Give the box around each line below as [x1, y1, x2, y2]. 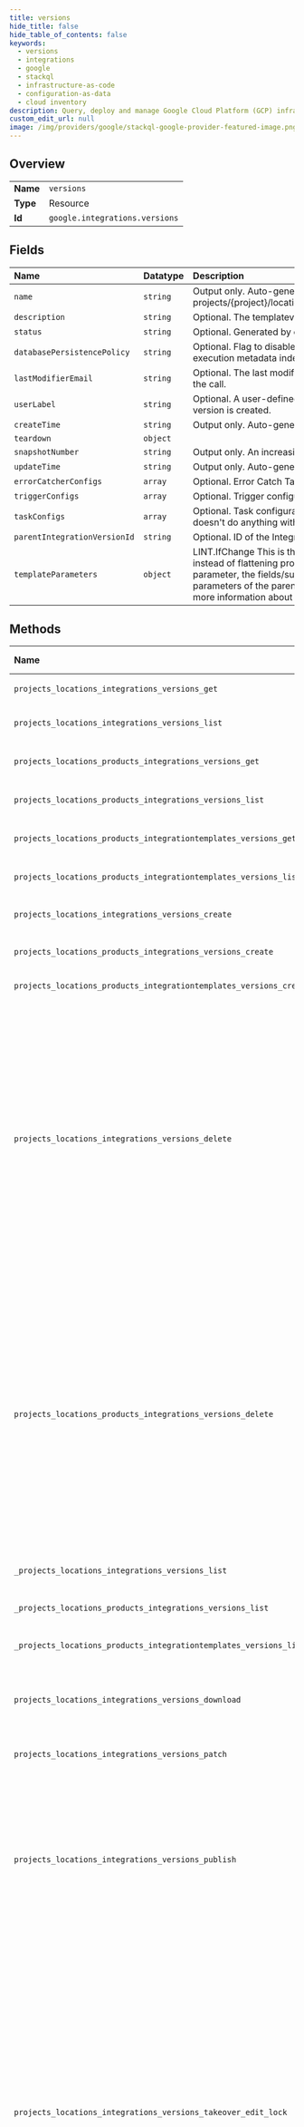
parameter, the [193, 568, 256, 580]
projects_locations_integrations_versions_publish [14, 1855, 237, 1865]
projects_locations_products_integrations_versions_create [14, 947, 274, 957]
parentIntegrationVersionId [14, 531, 135, 542]
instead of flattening [193, 557, 279, 569]
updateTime [14, 461, 61, 471]
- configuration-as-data [17, 89, 111, 98]
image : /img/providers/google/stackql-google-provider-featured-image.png [9, 123, 298, 132]
